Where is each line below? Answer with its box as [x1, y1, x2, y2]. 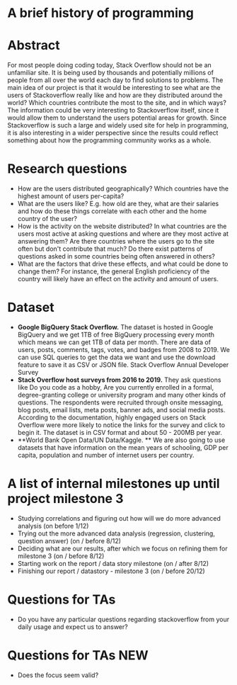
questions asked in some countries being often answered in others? [17, 252, 216, 261]
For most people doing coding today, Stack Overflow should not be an [7, 61, 212, 69]
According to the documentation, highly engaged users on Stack [17, 413, 207, 421]
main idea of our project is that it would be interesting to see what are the [7, 84, 221, 92]
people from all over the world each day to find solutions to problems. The [7, 76, 224, 84]
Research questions [7, 161, 127, 177]
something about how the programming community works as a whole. [7, 136, 212, 145]
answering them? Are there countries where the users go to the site [17, 237, 214, 246]
